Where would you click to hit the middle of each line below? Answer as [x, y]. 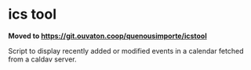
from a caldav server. [42, 59]
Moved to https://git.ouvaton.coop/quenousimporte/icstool [107, 36]
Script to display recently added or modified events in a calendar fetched [126, 51]
